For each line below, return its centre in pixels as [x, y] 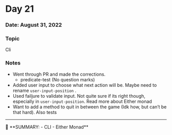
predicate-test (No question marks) [58, 79]
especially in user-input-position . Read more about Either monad [82, 101]
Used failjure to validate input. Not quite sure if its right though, [79, 96]
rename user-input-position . [45, 91]
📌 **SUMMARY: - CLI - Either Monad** [47, 127]
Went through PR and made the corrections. [59, 74]
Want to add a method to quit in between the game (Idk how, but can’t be [90, 107]
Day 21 [20, 9]
